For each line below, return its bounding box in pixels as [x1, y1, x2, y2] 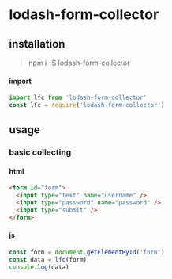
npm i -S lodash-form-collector [28, 58, 130, 67]
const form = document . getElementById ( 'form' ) [9, 248, 165, 257]
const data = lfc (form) [9, 255, 88, 263]
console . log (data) [9, 263, 69, 271]
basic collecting [9, 147, 72, 158]
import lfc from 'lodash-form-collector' [9, 94, 148, 102]
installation [9, 37, 65, 51]
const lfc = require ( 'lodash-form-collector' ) [9, 101, 165, 109]
